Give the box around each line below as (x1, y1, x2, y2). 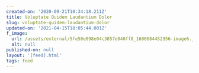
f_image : (6, 31, 28, 36)
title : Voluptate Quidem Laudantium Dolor (6, 14, 113, 20)
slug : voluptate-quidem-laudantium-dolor (6, 19, 110, 25)
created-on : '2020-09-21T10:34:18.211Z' (6, 8, 108, 15)
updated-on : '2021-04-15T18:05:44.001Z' (6, 25, 108, 31)
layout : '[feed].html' (6, 52, 62, 58)
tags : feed (6, 58, 33, 64)
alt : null (11, 42, 36, 48)
